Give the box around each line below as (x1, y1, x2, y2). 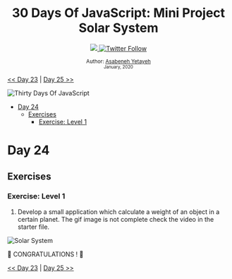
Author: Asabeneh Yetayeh (85, 58, 152, 65)
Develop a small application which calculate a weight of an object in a (17, 207, 220, 216)
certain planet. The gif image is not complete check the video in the (17, 215, 214, 223)
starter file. (17, 222, 50, 231)
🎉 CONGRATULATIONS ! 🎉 (7, 249, 84, 259)
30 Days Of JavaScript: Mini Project (11, 5, 226, 21)
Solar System (78, 20, 159, 36)
